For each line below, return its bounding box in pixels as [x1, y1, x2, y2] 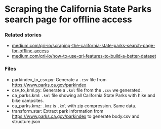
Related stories [4, 32, 42, 38]
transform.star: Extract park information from [11, 108, 104, 114]
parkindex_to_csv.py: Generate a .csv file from [11, 76, 107, 82]
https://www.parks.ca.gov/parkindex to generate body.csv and [11, 113, 140, 119]
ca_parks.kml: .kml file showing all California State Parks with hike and [11, 92, 156, 98]
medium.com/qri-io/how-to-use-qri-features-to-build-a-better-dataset [11, 53, 156, 59]
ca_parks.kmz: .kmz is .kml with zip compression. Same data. [11, 102, 137, 109]
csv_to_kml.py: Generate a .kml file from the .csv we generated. [11, 87, 142, 93]
